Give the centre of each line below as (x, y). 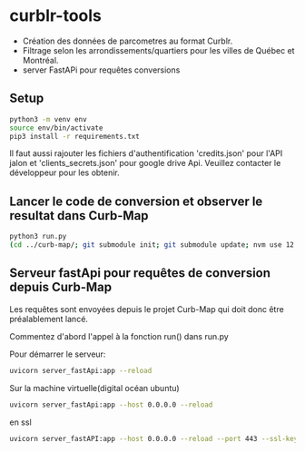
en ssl (20, 422)
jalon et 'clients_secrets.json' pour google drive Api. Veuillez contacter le (145, 163)
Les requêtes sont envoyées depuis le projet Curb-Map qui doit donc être (147, 309)
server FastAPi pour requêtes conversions (101, 70)
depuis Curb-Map (61, 287)
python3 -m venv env (49, 119)
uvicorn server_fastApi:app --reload (81, 370)
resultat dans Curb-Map (79, 216)
